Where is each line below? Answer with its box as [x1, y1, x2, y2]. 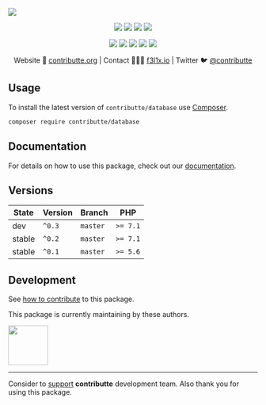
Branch [80, 207, 108, 218]
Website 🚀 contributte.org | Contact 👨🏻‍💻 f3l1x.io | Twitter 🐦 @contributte [13, 55, 253, 65]
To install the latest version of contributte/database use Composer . [8, 102, 228, 112]
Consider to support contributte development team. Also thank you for [8, 379, 240, 388]
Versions [8, 183, 54, 197]
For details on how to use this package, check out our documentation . [8, 161, 237, 170]
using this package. [8, 388, 73, 397]
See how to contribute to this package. [8, 294, 135, 304]
